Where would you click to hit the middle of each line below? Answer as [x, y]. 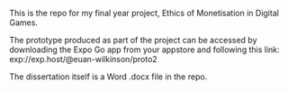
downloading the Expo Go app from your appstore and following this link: [145, 50]
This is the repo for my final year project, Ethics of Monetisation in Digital [144, 13]
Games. [24, 23]
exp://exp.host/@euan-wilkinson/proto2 [83, 59]
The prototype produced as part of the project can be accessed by [134, 40]
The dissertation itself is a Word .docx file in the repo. [108, 77]
